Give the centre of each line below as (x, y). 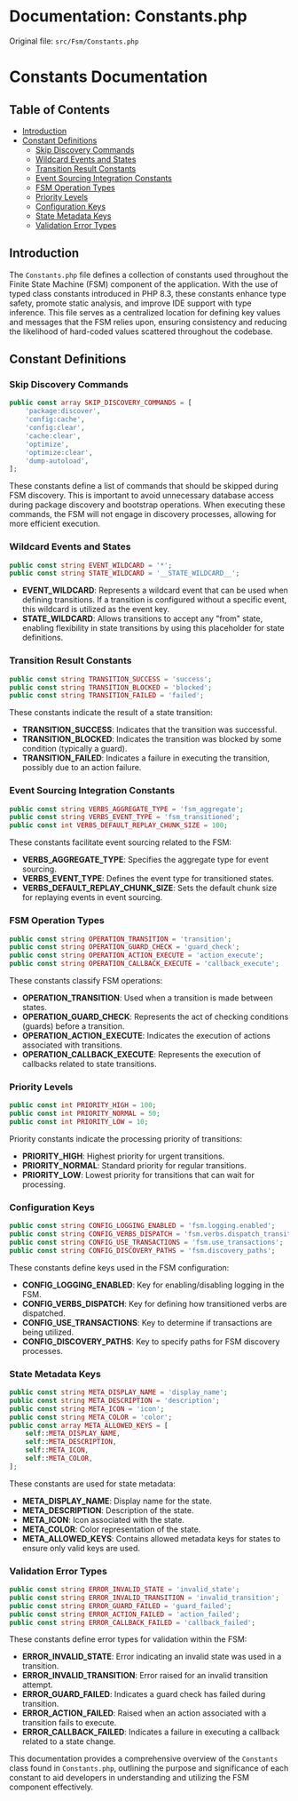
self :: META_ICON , (57, 1450)
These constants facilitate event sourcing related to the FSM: (121, 842)
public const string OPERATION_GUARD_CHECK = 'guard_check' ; (125, 947)
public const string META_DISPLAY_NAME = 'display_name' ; (118, 1392)
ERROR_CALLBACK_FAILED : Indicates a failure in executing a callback (151, 1732)
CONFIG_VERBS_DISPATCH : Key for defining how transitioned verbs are (154, 1303)
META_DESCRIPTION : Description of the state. (108, 1510)
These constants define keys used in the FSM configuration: (119, 1267)
